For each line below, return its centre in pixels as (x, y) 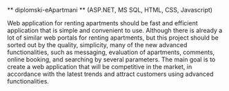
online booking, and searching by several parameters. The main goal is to (111, 60)
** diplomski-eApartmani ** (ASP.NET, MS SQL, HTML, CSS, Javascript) (110, 10)
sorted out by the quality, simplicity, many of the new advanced (97, 45)
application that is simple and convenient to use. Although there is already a (115, 30)
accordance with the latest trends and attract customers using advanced (110, 74)
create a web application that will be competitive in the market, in (100, 67)
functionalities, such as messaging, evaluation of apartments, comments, (111, 52)
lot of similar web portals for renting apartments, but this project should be (113, 38)
